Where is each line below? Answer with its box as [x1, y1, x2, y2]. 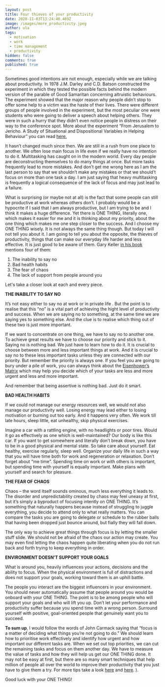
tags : [5, 30, 16, 35]
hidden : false [5, 53, 34, 58]
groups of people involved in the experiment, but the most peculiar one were [5, 107, 160, 113]
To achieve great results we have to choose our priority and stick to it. [5, 336, 146, 343]
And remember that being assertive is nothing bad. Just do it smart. [5, 383, 142, 389]
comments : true [5, 58, 36, 63]
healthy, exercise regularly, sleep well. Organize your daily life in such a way [5, 448, 159, 454]
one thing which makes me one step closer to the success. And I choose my [5, 220, 160, 227]
